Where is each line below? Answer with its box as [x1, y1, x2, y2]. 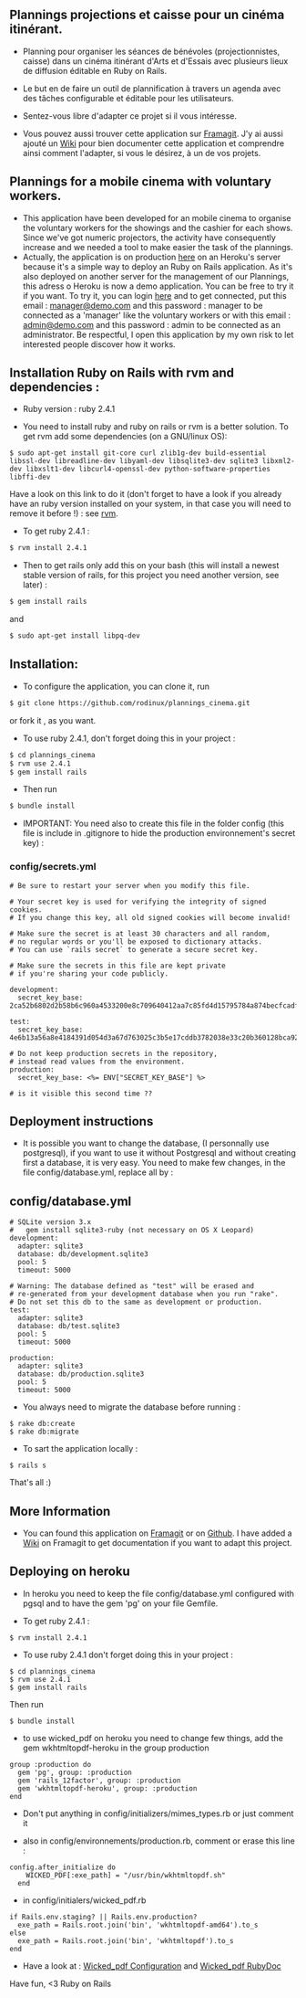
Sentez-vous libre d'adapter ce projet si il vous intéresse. [22, 110, 237, 122]
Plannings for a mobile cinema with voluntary [9, 174, 271, 190]
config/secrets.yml [9, 861, 97, 873]
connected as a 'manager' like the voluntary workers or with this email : [22, 310, 291, 321]
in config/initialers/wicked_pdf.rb [22, 1895, 147, 1906]
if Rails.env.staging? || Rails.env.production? [9, 1912, 198, 1921]
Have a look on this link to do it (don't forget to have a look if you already [9, 489, 282, 500]
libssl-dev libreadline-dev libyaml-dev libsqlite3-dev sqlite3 [9, 457, 259, 466]
